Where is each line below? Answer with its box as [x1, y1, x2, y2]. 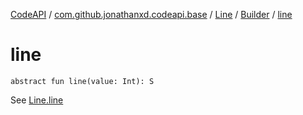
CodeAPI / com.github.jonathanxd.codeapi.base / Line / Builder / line [10, 9, 293, 20]
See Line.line [10, 94, 64, 106]
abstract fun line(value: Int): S [10, 76, 155, 86]
